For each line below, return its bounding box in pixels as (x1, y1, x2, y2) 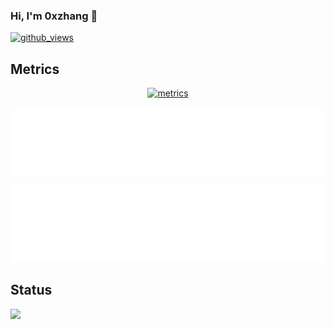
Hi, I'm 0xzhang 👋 (10, 9, 98, 23)
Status (10, 282, 53, 299)
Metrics (10, 60, 60, 78)
